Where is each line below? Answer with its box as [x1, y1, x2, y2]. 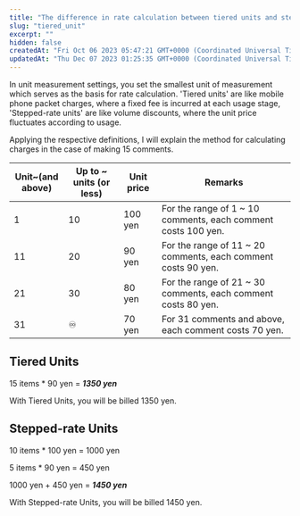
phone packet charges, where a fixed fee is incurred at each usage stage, [9, 98, 281, 108]
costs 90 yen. [161, 262, 219, 273]
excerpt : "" [9, 29, 54, 38]
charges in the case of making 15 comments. [9, 144, 174, 154]
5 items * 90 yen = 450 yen [9, 462, 110, 473]
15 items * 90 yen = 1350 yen [9, 378, 118, 388]
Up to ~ [75, 165, 108, 177]
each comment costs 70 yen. [161, 324, 284, 336]
